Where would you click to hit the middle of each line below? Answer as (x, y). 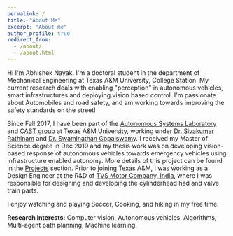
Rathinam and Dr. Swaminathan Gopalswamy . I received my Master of (108, 138)
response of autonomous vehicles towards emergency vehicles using (127, 153)
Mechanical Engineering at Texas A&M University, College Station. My (108, 80)
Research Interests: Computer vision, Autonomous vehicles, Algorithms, (112, 217)
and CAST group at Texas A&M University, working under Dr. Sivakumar (111, 131)
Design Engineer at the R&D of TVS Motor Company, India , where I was (110, 175)
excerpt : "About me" (37, 27)
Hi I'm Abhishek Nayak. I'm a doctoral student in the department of (104, 72)
